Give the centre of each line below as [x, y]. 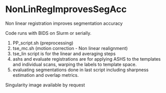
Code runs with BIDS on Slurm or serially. [48, 33]
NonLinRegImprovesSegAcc [66, 9]
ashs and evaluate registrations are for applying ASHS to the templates [87, 59]
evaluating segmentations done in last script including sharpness [80, 70]
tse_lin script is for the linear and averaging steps [64, 54]
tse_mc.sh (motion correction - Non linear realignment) [70, 48]
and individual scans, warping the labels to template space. [75, 64]
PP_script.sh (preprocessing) [43, 43]
